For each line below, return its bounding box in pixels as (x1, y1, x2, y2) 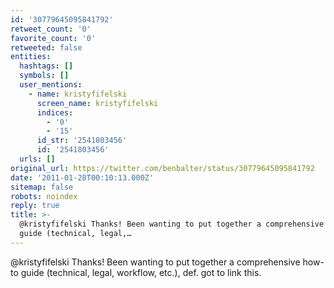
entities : (10, 52, 52, 62)
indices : (36, 107, 74, 118)
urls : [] (19, 154, 56, 164)
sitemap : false (10, 182, 74, 192)
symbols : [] (19, 71, 70, 81)
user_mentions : (19, 80, 83, 90)
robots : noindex (10, 191, 78, 201)
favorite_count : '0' (10, 33, 97, 43)
